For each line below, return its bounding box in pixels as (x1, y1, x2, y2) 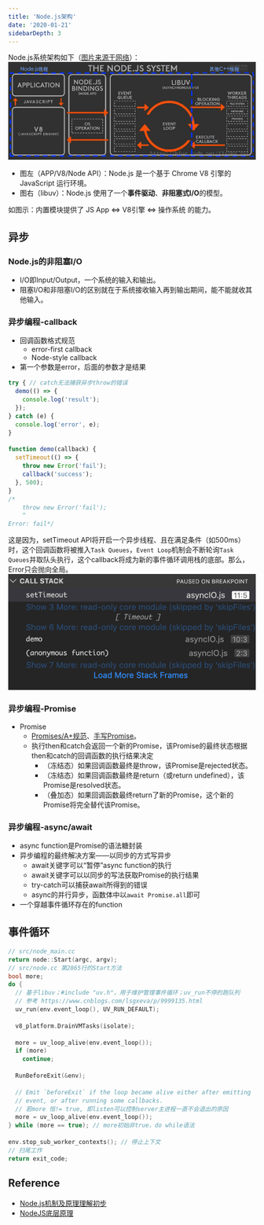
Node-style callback (31, 353, 97, 362)
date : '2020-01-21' (8, 20, 72, 29)
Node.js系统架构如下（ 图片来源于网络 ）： (8, 53, 140, 62)
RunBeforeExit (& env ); (15, 1072, 86, 1080)
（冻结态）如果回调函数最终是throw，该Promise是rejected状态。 (42, 760, 253, 770)
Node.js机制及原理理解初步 (19, 1198, 108, 1208)
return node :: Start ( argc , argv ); (8, 955, 118, 963)
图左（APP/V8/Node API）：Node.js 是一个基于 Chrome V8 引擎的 (19, 169, 232, 178)
